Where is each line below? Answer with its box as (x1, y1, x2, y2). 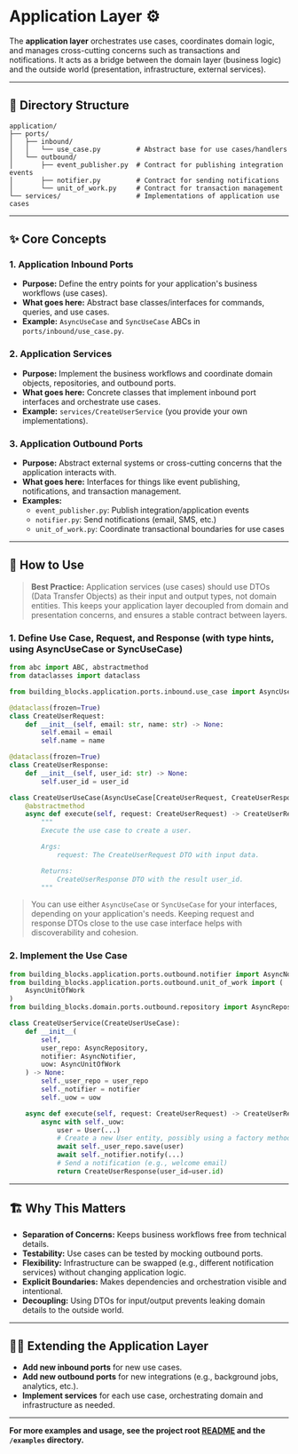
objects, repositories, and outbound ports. (21, 377, 176, 388)
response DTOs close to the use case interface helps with (30, 918, 242, 929)
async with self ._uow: (41, 1117, 125, 1126)
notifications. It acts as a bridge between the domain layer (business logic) (9, 54, 282, 65)
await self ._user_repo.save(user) (56, 1142, 184, 1151)
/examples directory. (9, 1434, 84, 1445)
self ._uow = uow (41, 1092, 101, 1102)
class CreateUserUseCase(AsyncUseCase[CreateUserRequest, (9, 793, 228, 802)
